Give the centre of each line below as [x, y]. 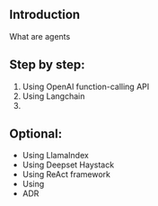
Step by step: [47, 65]
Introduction [45, 15]
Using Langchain [53, 96]
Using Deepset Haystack [68, 165]
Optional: [36, 134]
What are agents [40, 36]
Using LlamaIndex [56, 156]
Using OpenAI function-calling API [86, 86]
